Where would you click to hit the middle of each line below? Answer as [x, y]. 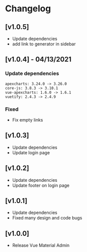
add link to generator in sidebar [44, 44]
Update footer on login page [41, 185]
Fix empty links [28, 120]
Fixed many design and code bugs [47, 218]
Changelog [28, 9]
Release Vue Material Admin [41, 246]
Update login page [31, 152]
